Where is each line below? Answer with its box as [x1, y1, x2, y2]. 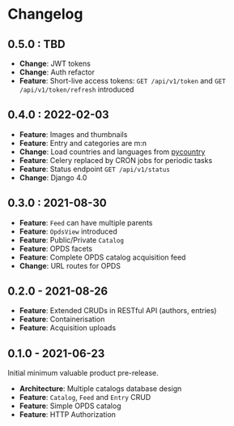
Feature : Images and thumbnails [19, 129, 128, 139]
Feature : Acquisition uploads [19, 323, 117, 333]
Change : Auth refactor [19, 67, 95, 77]
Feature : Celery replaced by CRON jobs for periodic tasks [19, 155, 213, 165]
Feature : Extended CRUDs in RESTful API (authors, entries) [19, 306, 217, 316]
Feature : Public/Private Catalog [19, 235, 125, 244]
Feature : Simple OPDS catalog [19, 401, 121, 411]
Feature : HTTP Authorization [19, 410, 117, 420]
